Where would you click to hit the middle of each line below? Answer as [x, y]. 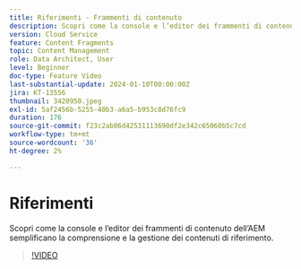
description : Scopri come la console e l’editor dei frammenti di [136, 26]
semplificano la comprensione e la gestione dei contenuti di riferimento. [142, 238]
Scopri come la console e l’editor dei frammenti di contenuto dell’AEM [138, 228]
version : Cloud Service [54, 34]
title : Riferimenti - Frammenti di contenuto [95, 17]
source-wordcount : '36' [54, 143]
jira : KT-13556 [38, 92]
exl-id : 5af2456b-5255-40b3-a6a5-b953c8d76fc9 [98, 109]
